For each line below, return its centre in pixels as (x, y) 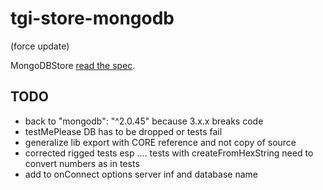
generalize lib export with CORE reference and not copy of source (160, 142)
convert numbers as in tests (82, 163)
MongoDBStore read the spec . (73, 65)
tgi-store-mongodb (92, 18)
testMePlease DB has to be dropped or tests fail (123, 131)
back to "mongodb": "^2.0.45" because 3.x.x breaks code (144, 121)
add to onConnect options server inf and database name (141, 174)
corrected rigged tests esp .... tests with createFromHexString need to (169, 153)
